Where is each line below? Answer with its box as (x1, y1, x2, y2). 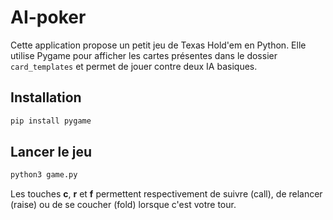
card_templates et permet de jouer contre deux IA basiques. (10, 60, 258, 72)
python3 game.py (10, 170, 78, 180)
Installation (10, 89, 82, 106)
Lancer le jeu (10, 144, 92, 161)
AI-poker (10, 6, 87, 29)
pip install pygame (10, 116, 92, 126)
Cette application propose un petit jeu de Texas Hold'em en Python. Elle (10, 39, 307, 51)
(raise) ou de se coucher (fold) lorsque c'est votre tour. (10, 199, 237, 211)
